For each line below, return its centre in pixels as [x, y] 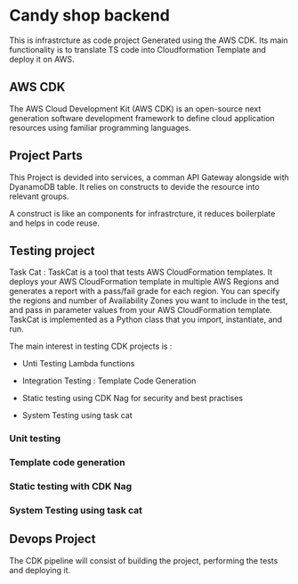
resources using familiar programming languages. [100, 127]
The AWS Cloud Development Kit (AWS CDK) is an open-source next [135, 109]
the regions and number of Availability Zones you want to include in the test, [149, 300]
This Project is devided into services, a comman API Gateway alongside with [149, 177]
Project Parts [46, 156]
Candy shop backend [90, 16]
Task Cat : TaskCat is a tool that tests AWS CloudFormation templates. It [141, 272]
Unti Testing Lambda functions [78, 364]
